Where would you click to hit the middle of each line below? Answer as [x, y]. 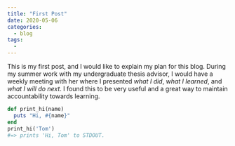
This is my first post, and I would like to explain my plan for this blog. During [117, 66]
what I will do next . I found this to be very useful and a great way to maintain [117, 89]
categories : [25, 27]
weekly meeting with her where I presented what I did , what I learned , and [115, 81]
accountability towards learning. [54, 96]
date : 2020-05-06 [33, 20]
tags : [15, 40]
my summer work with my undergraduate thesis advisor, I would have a [110, 74]
